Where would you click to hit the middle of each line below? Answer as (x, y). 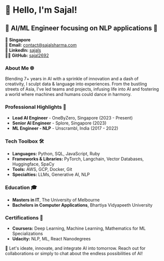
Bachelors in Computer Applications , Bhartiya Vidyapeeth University (82, 205)
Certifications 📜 (24, 218)
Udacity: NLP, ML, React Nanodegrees (51, 239)
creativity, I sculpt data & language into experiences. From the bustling (76, 84)
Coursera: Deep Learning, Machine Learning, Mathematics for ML (79, 228)
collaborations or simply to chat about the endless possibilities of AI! (74, 254)
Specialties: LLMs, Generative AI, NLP (51, 174)
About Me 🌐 (20, 68)
